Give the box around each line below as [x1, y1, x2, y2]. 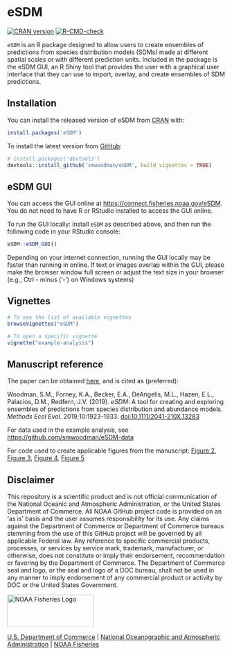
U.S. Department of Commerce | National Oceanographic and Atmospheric [7, 633, 220, 641]
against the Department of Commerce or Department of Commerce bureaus [7, 522, 224, 530]
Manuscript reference [7, 358, 104, 370]
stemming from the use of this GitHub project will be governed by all [7, 530, 202, 537]
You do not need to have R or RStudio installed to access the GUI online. [7, 207, 213, 215]
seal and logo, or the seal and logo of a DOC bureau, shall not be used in [7, 566, 215, 574]
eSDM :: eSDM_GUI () [7, 241, 57, 248]
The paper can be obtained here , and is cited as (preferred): [7, 377, 179, 385]
